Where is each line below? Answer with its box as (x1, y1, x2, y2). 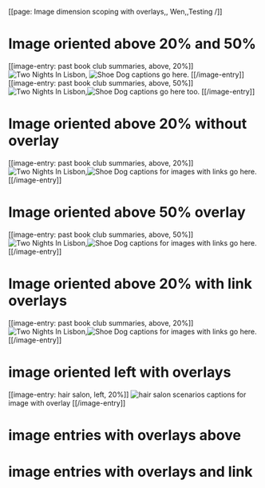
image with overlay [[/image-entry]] (8, 398, 126, 407)
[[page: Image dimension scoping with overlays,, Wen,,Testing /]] (8, 7, 223, 16)
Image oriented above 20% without (8, 115, 247, 133)
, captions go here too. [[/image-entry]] (85, 86, 255, 96)
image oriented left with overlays (8, 363, 231, 381)
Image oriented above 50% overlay (8, 203, 246, 222)
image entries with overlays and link (8, 463, 253, 481)
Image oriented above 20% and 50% (8, 35, 257, 53)
